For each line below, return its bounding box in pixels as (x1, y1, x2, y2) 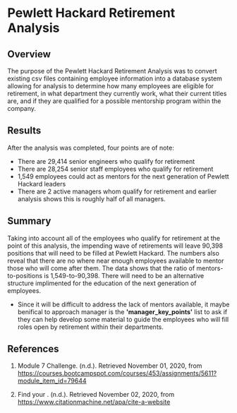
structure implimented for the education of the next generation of (7, 279, 197, 287)
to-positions (7, 271, 43, 280)
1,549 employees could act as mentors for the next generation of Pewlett (17, 172, 229, 181)
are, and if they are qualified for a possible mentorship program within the (7, 97, 221, 105)
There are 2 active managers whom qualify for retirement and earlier (17, 187, 217, 196)
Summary (7, 215, 51, 227)
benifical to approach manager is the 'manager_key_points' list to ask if (17, 307, 228, 316)
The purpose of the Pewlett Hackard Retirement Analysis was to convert (7, 67, 217, 75)
